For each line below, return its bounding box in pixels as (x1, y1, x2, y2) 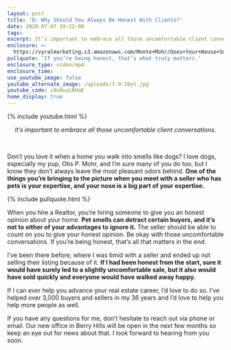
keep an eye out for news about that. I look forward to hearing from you (7, 329, 210, 337)
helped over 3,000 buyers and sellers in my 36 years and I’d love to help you (7, 294, 223, 302)
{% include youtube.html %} (7, 112, 87, 121)
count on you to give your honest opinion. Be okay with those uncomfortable (7, 230, 224, 238)
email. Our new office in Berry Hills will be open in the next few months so (7, 322, 217, 329)
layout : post (7, 10, 45, 17)
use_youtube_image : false (7, 74, 81, 81)
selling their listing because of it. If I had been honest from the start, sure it (7, 258, 221, 266)
